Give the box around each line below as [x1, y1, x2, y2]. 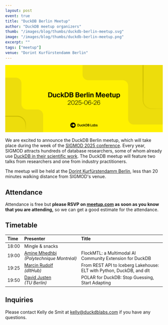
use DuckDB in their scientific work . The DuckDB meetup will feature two [5, 153, 156, 159]
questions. [5, 314, 27, 320]
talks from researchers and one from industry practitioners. [5, 158, 127, 164]
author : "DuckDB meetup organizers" [5, 24, 81, 29]
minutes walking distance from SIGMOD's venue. [5, 173, 106, 179]
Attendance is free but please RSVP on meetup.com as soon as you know [5, 201, 159, 207]
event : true [5, 13, 30, 18]
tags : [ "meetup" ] [5, 45, 41, 50]
